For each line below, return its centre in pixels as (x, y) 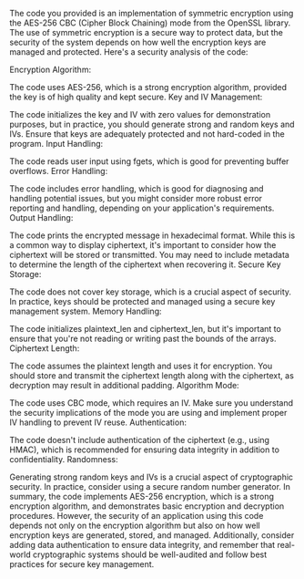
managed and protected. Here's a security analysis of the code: (129, 52)
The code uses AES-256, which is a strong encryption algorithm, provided (148, 87)
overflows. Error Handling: (59, 171)
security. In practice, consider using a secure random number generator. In (150, 486)
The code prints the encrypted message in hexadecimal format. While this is (152, 235)
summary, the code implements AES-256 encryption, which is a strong (142, 496)
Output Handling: (41, 217)
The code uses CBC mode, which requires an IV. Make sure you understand (152, 403)
